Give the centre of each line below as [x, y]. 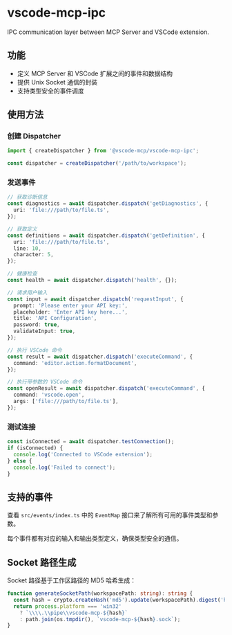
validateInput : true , [45, 331]
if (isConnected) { [35, 448]
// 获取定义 [22, 229]
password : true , [37, 325]
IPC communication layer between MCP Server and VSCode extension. [108, 32]
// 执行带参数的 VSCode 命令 [45, 382]
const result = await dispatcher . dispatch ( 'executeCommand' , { [100, 357]
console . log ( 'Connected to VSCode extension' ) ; [83, 454]
